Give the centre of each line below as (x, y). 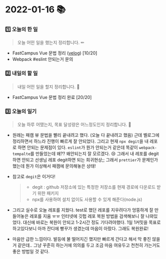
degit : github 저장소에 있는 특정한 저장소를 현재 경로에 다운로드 (94, 187)
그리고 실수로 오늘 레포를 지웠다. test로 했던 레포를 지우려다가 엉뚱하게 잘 (83, 210)
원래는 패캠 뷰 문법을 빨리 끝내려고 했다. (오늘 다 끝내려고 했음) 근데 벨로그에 (86, 135)
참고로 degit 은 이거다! (34, 177)
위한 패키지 (48, 193)
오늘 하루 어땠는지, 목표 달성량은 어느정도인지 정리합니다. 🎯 (74, 125)
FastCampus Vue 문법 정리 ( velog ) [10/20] (55, 53)
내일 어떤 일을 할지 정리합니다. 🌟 (49, 87)
